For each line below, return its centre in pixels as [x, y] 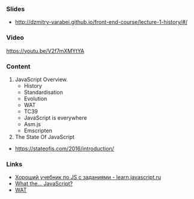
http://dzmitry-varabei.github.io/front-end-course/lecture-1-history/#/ [101, 22]
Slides [16, 9]
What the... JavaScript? [44, 184]
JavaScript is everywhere [55, 118]
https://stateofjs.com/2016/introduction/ [64, 148]
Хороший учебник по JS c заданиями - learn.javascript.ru [88, 177]
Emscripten [38, 130]
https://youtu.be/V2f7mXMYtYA [45, 51]
